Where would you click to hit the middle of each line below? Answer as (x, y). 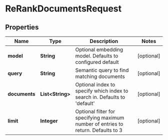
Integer (49, 121)
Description (104, 41)
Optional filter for (95, 111)
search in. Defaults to (100, 97)
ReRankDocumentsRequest (63, 9)
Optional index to (95, 84)
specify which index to (102, 91)
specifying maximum (100, 118)
